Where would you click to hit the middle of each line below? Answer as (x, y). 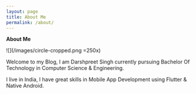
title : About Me (26, 17)
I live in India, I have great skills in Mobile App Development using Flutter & (97, 79)
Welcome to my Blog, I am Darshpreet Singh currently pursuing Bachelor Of (98, 62)
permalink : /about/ (30, 22)
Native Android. (25, 86)
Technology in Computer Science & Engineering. (65, 68)
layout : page (22, 11)
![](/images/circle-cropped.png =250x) (53, 51)
